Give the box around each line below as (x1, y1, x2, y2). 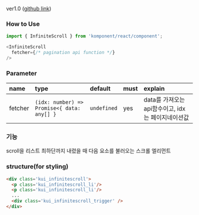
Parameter (6, 69, 37, 77)
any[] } (34, 111, 57, 118)
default (89, 84, 111, 93)
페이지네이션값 (150, 113, 190, 122)
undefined (89, 105, 118, 112)
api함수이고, (143, 105, 176, 113)
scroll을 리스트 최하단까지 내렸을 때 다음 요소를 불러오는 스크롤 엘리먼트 (6, 147, 171, 154)
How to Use (6, 20, 40, 28)
